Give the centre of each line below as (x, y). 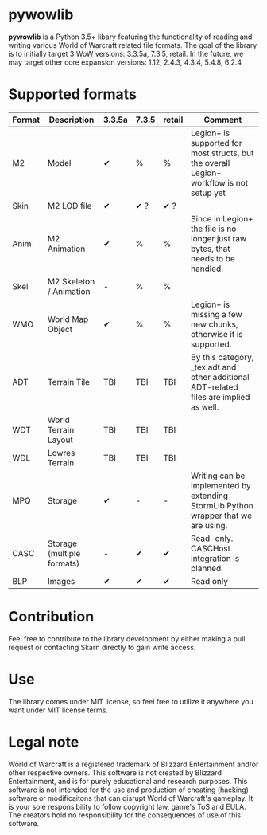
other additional (220, 377)
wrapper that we (221, 516)
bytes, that (210, 249)
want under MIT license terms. (58, 710)
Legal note (44, 742)
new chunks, (214, 324)
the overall (210, 163)
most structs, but (222, 153)
